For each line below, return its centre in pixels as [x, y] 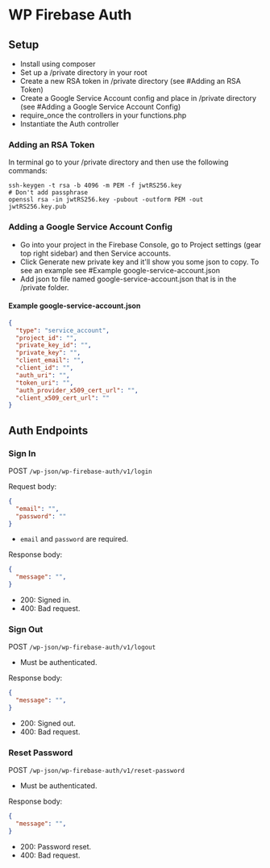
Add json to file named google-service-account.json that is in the [128, 279]
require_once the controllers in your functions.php [103, 115]
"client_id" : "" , [45, 368]
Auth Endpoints [48, 430]
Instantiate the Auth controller [69, 124]
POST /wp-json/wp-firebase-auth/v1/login [80, 471]
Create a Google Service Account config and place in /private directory [138, 98]
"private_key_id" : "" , [54, 345]
